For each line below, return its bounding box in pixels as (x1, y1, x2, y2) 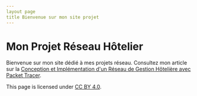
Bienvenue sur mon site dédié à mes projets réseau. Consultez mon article (6, 59, 188, 66)
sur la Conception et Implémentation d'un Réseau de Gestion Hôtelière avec (6, 66, 191, 73)
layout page (6, 8, 35, 15)
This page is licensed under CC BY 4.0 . (6, 84, 102, 91)
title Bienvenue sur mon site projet (6, 14, 99, 20)
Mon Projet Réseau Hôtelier (6, 40, 144, 53)
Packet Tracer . (6, 72, 41, 79)
